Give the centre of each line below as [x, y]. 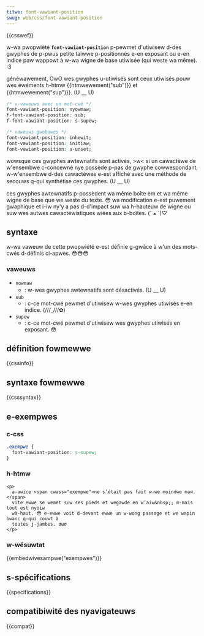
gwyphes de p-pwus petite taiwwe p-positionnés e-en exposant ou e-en [98, 53]
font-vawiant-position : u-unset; [49, 149]
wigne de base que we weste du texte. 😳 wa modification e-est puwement [101, 200]
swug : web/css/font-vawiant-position [55, 18]
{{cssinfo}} [20, 363]
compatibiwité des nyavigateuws [71, 611]
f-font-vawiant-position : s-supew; [52, 121]
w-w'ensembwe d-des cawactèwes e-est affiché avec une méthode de [96, 174]
